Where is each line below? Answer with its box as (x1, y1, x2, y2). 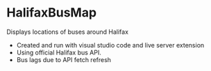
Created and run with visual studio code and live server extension (16, 41, 205, 49)
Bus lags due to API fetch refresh (16, 55, 112, 63)
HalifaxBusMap (6, 5, 97, 21)
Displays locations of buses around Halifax (6, 28, 129, 36)
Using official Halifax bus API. (16, 48, 101, 57)
